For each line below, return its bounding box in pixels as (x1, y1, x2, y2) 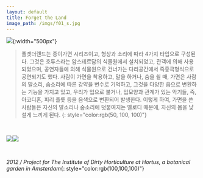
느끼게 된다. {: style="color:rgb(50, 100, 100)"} (32, 111, 148, 119)
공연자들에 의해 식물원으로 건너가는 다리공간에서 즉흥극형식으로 (44, 65, 194, 73)
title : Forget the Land (6, 15, 67, 21)
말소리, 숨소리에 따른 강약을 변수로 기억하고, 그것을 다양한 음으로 (27, 80, 181, 88)
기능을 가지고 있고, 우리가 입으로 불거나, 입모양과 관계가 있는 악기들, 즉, (27, 88, 197, 96)
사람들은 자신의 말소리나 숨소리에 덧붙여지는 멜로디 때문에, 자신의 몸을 (21, 104, 188, 111)
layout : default (6, 9, 48, 15)
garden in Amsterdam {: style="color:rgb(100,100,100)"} (6, 165, 144, 173)
